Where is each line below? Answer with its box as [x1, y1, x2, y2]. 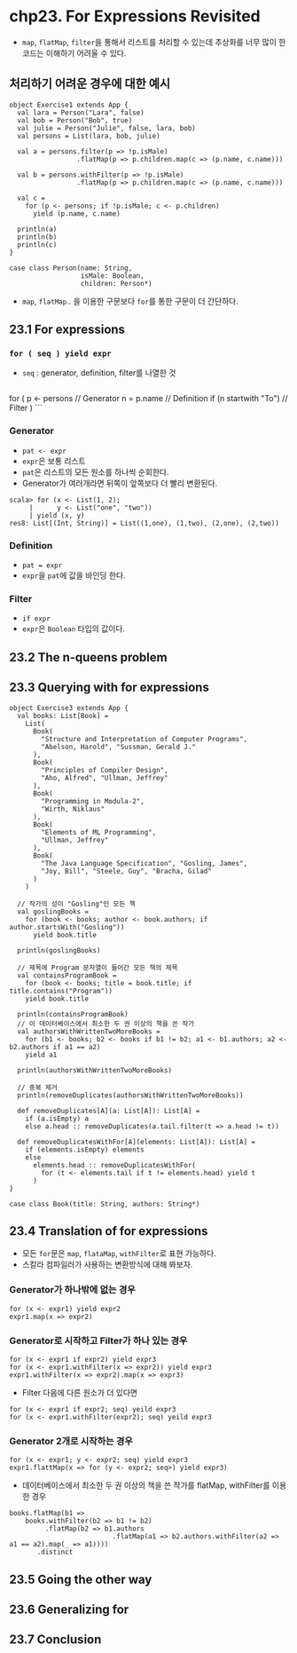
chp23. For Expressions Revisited [9, 6, 261, 27]
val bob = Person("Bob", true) [17, 115, 133, 125]
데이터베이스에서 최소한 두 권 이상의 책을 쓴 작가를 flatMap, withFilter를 [21, 1480, 270, 1491]
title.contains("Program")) [9, 986, 113, 995]
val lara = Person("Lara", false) [17, 108, 145, 117]
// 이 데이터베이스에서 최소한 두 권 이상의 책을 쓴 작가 [17, 1019, 195, 1028]
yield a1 [25, 1050, 58, 1059]
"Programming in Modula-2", [41, 796, 145, 805]
